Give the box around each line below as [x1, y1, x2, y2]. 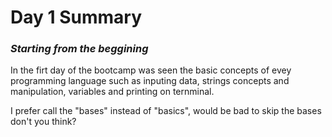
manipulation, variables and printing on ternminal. [10, 86, 215, 98]
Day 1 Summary [10, 6, 143, 29]
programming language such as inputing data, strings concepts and [10, 75, 290, 87]
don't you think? [10, 116, 77, 128]
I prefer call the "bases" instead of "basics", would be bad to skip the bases [10, 105, 322, 117]
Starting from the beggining [10, 42, 149, 56]
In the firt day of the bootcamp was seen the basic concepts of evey [10, 64, 292, 76]
